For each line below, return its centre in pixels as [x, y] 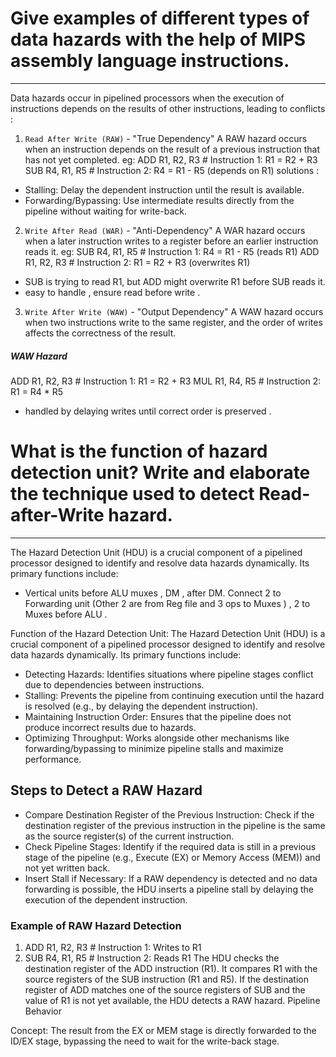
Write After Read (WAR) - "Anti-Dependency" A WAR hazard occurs [165, 230]
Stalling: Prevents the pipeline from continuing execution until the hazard [174, 695]
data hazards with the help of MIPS [158, 39]
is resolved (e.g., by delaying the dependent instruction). [141, 706]
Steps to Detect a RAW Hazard [106, 790]
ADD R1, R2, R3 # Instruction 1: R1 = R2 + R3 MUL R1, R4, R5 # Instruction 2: [166, 381]
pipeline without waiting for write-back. [105, 211]
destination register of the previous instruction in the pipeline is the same [175, 825]
